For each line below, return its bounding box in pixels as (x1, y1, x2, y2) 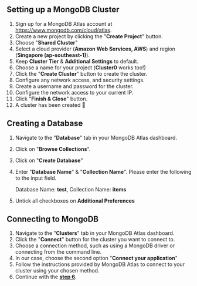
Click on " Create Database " (15, 157, 83, 164)
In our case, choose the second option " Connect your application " (15, 255, 178, 262)
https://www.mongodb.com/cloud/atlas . (15, 26, 112, 33)
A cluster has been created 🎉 (15, 101, 86, 108)
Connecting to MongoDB (6, 214, 99, 224)
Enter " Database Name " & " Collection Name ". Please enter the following (15, 168, 192, 175)
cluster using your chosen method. (15, 267, 100, 274)
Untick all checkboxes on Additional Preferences (15, 197, 135, 204)
